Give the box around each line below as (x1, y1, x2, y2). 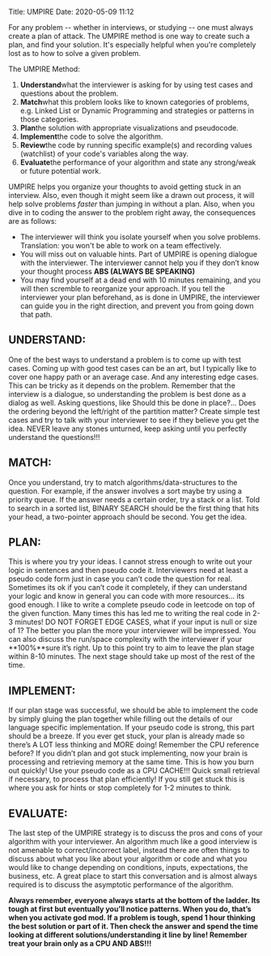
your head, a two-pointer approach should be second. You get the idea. (8, 511, 248, 522)
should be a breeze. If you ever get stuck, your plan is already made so (8, 731, 245, 741)
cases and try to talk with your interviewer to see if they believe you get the (8, 415, 260, 424)
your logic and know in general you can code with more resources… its (8, 592, 245, 601)
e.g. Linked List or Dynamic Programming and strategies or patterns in (19, 106, 255, 115)
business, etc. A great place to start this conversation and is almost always (8, 872, 257, 881)
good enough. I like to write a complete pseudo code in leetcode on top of (8, 600, 256, 609)
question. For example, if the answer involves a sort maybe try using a (8, 486, 243, 496)
